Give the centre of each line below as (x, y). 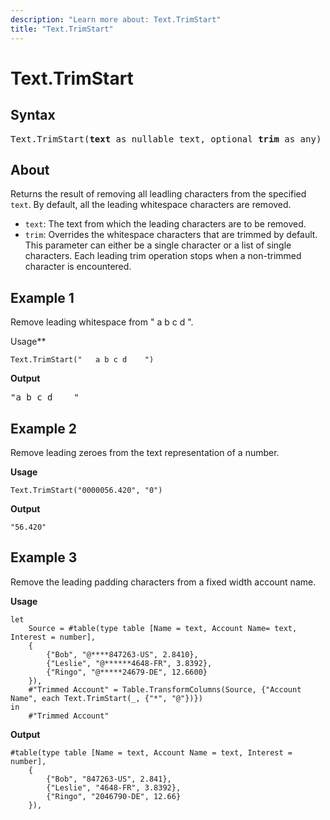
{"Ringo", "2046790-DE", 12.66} (114, 796)
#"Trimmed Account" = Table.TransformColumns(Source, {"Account (165, 689)
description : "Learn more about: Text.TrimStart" (116, 19)
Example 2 (43, 428)
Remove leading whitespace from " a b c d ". (102, 322)
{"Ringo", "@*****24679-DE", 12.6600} (127, 672)
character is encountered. (78, 267)
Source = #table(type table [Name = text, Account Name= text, (163, 628)
